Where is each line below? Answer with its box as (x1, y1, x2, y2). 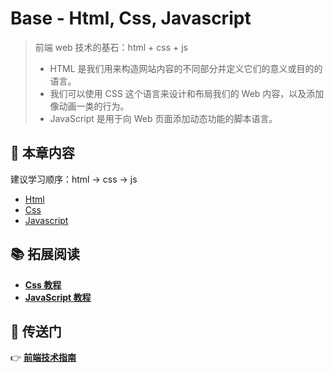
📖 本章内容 (10, 145, 75, 162)
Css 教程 (24, 278, 62, 291)
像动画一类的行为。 (49, 100, 130, 112)
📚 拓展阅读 (10, 246, 81, 263)
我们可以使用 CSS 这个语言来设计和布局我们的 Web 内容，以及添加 (49, 87, 325, 99)
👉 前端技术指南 (10, 352, 77, 364)
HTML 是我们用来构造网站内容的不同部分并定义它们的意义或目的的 (49, 62, 323, 74)
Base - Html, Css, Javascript (10, 7, 252, 30)
